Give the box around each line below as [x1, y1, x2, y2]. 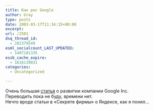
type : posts [5, 17, 31, 22]
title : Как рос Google [5, 7, 54, 13]
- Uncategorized [10, 70, 45, 75]
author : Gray [5, 12, 33, 17]
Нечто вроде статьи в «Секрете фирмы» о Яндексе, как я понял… [5, 99, 149, 105]
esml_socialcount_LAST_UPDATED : [5, 46, 74, 51]
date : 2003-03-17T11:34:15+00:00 [5, 21, 77, 27]
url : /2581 [5, 31, 29, 36]
